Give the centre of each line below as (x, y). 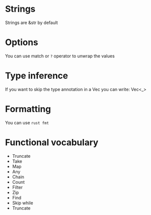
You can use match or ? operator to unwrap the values (60, 56)
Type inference (37, 76)
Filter (17, 187)
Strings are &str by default (31, 23)
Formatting (28, 109)
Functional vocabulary (52, 142)
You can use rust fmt (27, 122)
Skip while (23, 203)
